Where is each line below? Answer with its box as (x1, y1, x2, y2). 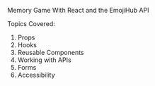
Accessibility (17, 70, 55, 79)
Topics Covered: (7, 20, 55, 27)
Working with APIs (17, 56, 72, 64)
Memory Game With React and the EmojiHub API (7, 6, 149, 14)
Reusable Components (17, 49, 84, 56)
